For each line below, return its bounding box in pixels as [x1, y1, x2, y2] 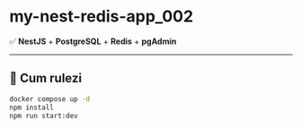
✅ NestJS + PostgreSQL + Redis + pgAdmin [9, 36, 177, 47]
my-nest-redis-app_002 [9, 6, 194, 27]
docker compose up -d [9, 94, 91, 104]
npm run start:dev [9, 111, 78, 120]
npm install [9, 103, 54, 112]
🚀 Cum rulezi [9, 71, 83, 86]
